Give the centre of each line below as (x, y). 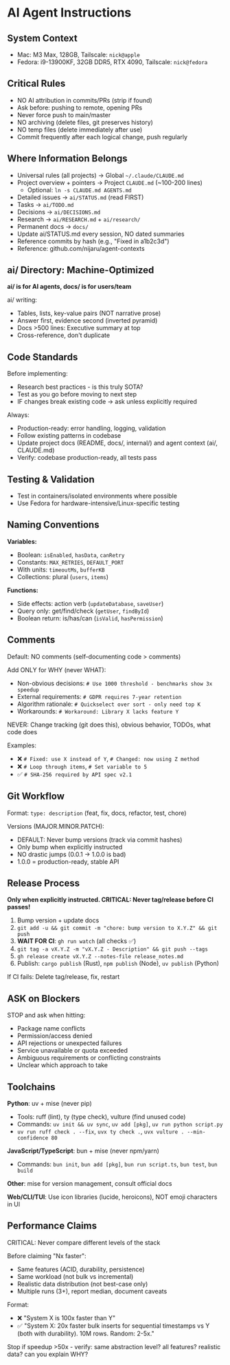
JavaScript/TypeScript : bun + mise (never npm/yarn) (83, 1151)
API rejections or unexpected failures (69, 1043)
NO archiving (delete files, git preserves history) (85, 122)
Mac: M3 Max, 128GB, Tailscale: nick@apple (79, 54)
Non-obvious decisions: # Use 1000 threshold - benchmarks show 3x (115, 683)
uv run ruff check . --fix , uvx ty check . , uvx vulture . (101, 1131)
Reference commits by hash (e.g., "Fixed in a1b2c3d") (93, 241)
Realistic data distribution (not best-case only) (82, 1284)
